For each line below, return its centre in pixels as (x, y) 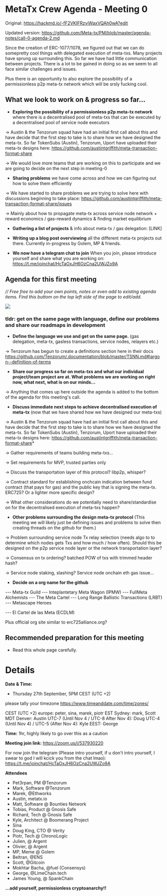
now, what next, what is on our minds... (54, 382)
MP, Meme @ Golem (33, 851)
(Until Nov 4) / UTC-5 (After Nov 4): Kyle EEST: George (62, 723)
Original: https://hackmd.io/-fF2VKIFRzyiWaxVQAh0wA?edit (67, 23)
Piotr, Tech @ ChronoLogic (40, 835)
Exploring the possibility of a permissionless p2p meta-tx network (83, 111)
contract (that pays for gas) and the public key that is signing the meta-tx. (81, 487)
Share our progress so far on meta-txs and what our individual (78, 371)
